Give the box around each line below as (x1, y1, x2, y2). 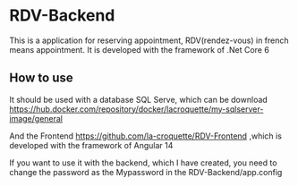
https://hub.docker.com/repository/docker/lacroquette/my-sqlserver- (9, 104, 264, 114)
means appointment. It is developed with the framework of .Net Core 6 (9, 44, 270, 55)
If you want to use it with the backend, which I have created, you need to (9, 157, 277, 168)
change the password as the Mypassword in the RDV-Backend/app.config (9, 166, 283, 177)
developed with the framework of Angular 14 (9, 139, 174, 150)
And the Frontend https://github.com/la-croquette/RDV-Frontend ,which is (9, 131, 282, 141)
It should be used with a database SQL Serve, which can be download (9, 94, 268, 105)
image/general (9, 113, 64, 123)
